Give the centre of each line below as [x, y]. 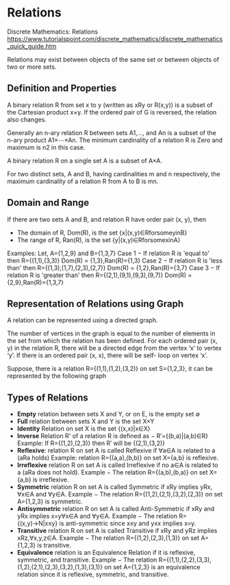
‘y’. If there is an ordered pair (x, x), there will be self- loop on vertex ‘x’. [107, 355]
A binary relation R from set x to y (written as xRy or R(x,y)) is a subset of [110, 105]
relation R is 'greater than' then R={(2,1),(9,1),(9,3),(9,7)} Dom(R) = [100, 275]
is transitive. [54, 545]
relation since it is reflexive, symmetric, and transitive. [93, 575]
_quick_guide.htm [32, 46]
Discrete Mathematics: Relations [52, 32]
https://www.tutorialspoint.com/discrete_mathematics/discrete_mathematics [115, 38]
